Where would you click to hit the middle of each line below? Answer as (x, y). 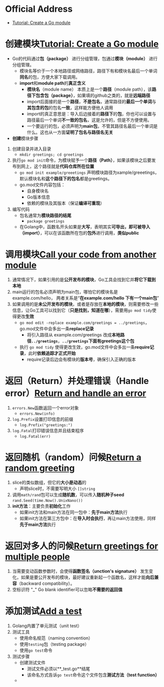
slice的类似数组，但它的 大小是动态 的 (49, 482)
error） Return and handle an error (76, 393)
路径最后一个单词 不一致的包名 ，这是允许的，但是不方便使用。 (89, 120)
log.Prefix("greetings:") (46, 425)
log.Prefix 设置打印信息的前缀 (43, 419)
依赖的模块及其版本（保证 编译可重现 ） (66, 203)
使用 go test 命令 (36, 650)
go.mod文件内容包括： (42, 185)
